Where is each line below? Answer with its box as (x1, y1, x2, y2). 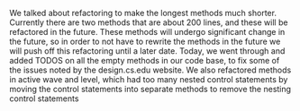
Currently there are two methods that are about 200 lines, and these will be (9, 17, 288, 28)
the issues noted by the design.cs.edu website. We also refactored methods (9, 64, 292, 75)
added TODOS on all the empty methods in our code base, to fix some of (9, 55, 280, 65)
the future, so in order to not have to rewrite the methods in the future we (9, 36, 281, 47)
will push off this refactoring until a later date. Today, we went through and (9, 46, 286, 56)
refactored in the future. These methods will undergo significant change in (9, 27, 286, 37)
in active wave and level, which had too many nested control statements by (9, 74, 288, 84)
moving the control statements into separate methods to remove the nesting (9, 84, 291, 94)
